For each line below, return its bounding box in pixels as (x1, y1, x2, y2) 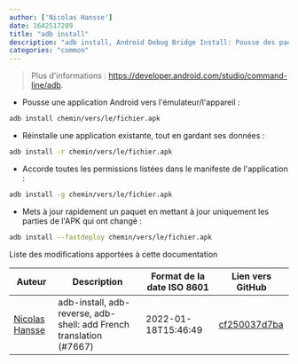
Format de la (150, 270, 206, 282)
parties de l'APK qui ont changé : (21, 215, 142, 226)
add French (82, 318, 130, 330)
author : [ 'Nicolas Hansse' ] (9, 12, 114, 22)
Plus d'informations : (30, 70, 106, 81)
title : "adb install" (9, 29, 90, 38)
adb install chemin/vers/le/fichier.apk (9, 115, 161, 123)
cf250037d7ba (218, 318, 284, 330)
